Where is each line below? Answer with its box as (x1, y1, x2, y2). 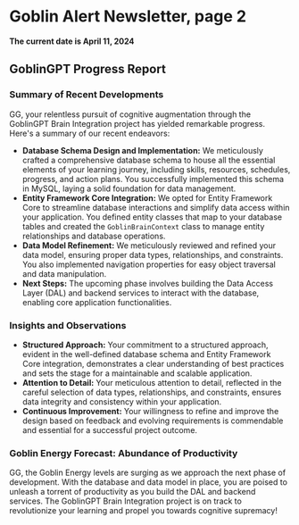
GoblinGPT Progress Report (9, 62, 167, 77)
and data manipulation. (21, 268, 107, 279)
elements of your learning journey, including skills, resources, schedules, (21, 163, 291, 175)
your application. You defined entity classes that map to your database (21, 212, 283, 222)
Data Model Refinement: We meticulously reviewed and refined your (21, 239, 277, 251)
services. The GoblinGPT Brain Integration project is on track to (9, 496, 243, 506)
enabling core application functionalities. (21, 296, 172, 307)
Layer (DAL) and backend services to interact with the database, (21, 287, 260, 298)
